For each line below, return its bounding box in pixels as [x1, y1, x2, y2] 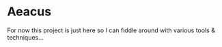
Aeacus [7, 4, 52, 19]
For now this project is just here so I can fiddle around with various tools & [7, 26, 215, 34]
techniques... [7, 33, 44, 41]
